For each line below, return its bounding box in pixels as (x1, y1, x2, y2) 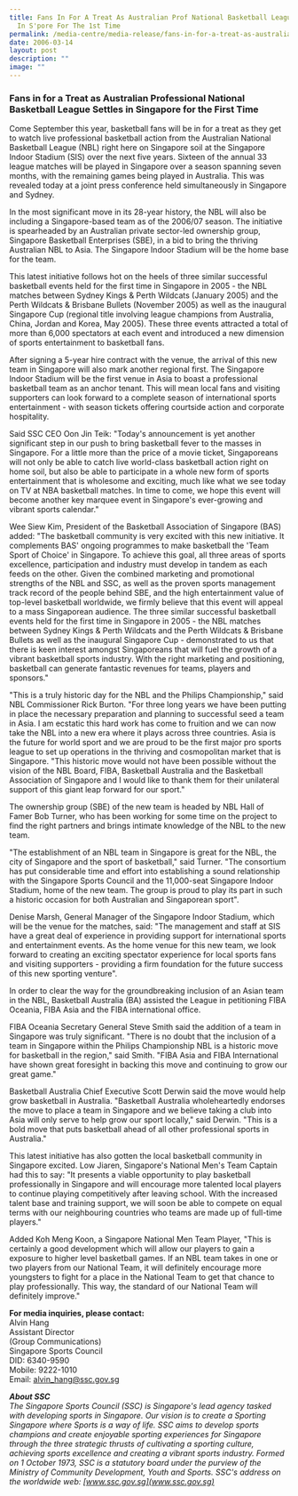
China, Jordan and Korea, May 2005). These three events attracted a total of (9, 318, 288, 329)
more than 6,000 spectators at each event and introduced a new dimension (9, 328, 285, 339)
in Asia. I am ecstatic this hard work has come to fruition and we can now (9, 718, 277, 729)
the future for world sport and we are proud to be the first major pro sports (9, 737, 282, 748)
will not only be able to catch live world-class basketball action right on (9, 457, 269, 468)
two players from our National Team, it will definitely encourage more (9, 1262, 262, 1273)
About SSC (9, 1391, 51, 1402)
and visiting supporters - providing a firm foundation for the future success (9, 959, 284, 969)
